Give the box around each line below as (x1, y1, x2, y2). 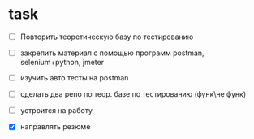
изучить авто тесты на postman (19, 73, 129, 83)
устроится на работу (19, 106, 93, 115)
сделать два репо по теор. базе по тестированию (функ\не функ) (19, 89, 247, 99)
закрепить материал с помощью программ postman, (19, 48, 204, 58)
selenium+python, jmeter (19, 58, 104, 67)
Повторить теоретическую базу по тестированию (19, 32, 194, 41)
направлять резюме (19, 122, 91, 132)
